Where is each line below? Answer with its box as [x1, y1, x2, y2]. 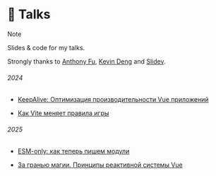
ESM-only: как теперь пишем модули [17, 147, 130, 156]
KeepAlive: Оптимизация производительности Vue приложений [17, 95, 210, 104]
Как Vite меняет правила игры [17, 109, 109, 117]
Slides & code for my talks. [7, 43, 85, 52]
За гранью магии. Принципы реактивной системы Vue [17, 160, 183, 169]
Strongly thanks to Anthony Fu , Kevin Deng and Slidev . [7, 57, 166, 66]
